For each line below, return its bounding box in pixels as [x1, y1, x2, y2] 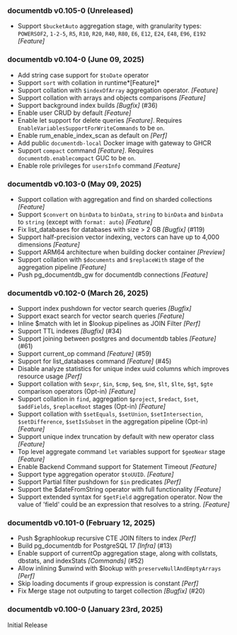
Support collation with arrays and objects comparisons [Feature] [17, 93, 207, 101]
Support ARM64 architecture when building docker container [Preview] [17, 248, 225, 256]
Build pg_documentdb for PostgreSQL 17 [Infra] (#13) [17, 541, 173, 550]
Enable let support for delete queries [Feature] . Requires [17, 116, 183, 124]
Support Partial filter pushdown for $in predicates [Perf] [17, 477, 182, 486]
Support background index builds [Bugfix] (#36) [17, 101, 158, 109]
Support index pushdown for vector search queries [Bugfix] [17, 304, 192, 313]
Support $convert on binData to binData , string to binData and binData [17, 210, 224, 219]
